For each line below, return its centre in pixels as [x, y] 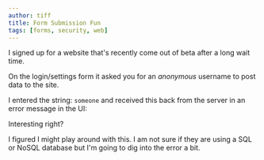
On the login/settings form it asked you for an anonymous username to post [132, 77]
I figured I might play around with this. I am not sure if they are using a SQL [130, 139]
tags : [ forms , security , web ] [58, 30]
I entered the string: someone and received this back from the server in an [127, 101]
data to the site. [34, 85]
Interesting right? [36, 124]
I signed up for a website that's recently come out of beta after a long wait [129, 53]
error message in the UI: [48, 109]
